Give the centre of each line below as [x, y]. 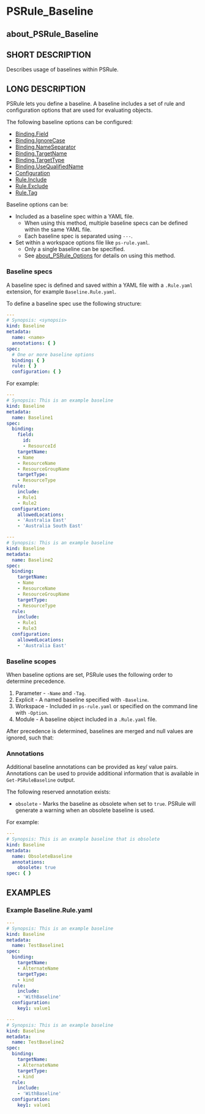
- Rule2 [27, 503]
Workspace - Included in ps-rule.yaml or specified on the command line [106, 706]
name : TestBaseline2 [38, 1042]
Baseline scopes [31, 661]
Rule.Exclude [32, 186]
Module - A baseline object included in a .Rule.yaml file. [86, 719]
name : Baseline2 [32, 560]
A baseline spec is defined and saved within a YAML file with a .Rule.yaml [99, 285]
